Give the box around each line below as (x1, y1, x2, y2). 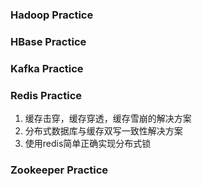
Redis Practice (10, 88, 83, 102)
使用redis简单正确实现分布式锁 (24, 138, 152, 150)
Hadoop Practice (10, 8, 94, 22)
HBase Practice (10, 34, 87, 48)
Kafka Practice (10, 61, 84, 75)
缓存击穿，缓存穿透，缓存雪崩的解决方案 (24, 113, 192, 125)
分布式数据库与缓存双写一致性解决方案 (24, 125, 183, 137)
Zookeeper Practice (10, 163, 109, 177)
